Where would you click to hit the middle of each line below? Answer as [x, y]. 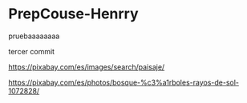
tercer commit [31, 51]
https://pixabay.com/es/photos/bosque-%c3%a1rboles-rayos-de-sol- [123, 82]
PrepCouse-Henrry [73, 14]
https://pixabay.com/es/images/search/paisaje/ [87, 67]
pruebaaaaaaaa [34, 36]
